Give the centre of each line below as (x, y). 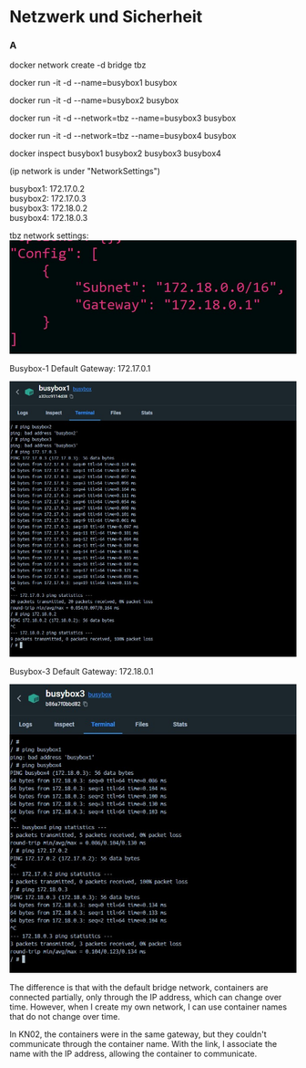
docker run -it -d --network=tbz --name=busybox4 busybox (123, 136)
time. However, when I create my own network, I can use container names (148, 1007)
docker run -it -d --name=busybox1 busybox (93, 83)
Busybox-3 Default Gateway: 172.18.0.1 (82, 671)
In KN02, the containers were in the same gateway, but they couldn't (138, 1034)
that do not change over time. (65, 1016)
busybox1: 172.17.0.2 (47, 189)
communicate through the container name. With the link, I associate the (143, 1043)
